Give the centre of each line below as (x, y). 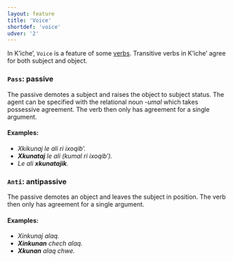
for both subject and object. (47, 61)
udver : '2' (23, 33)
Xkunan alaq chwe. (46, 251)
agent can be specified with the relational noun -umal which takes (103, 102)
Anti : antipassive (37, 181)
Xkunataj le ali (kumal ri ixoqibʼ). (65, 156)
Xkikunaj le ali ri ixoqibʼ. (52, 148)
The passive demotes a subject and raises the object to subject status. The (116, 94)
